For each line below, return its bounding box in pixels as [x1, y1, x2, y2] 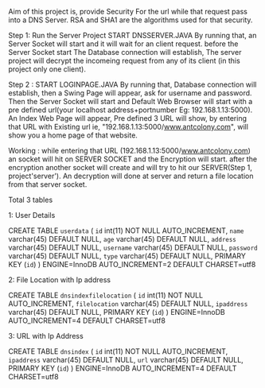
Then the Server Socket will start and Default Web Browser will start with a [8, 97, 253, 106]
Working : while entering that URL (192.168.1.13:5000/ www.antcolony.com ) [8, 146, 251, 155]
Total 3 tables [8, 195, 53, 204]
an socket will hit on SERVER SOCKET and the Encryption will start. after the [8, 154, 257, 164]
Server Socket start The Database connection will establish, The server [8, 48, 242, 56]
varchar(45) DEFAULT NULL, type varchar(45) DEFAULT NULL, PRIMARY [8, 251, 247, 261]
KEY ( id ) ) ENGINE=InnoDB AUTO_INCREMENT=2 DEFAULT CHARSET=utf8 [8, 260, 256, 269]
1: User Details [8, 211, 56, 219]
